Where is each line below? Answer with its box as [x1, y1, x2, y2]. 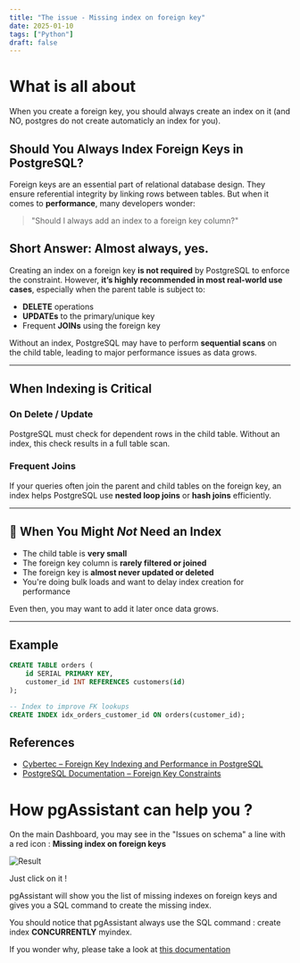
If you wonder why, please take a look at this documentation [9, 944, 230, 955]
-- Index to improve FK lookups [9, 702, 129, 711]
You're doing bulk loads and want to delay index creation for [21, 576, 244, 587]
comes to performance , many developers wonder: [9, 198, 196, 208]
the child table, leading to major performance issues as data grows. [9, 347, 257, 357]
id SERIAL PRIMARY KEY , [25, 669, 114, 679]
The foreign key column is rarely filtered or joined [21, 557, 207, 568]
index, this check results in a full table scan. [9, 438, 171, 448]
